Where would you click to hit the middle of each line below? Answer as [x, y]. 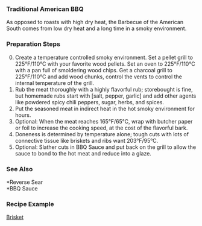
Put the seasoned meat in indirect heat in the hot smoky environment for [105, 108]
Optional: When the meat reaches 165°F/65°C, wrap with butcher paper [104, 121]
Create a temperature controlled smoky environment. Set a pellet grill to [104, 57]
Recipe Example [30, 204]
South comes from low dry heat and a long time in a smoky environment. [96, 28]
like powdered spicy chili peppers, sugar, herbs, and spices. [90, 102]
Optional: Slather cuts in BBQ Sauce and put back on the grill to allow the [106, 147]
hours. [23, 115]
